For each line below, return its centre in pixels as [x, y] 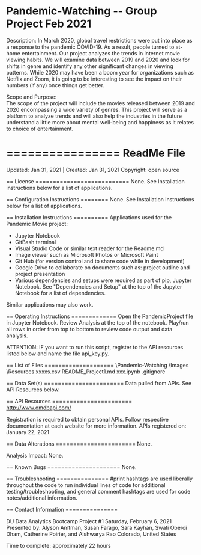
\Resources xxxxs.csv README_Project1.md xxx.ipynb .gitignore [86, 372]
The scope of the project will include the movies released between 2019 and [100, 103]
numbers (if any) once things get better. [55, 85]
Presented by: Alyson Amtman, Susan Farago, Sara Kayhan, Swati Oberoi [97, 527]
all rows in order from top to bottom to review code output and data [89, 329]
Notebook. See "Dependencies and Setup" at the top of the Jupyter [98, 286]
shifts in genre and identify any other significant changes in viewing [90, 66]
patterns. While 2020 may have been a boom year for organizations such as [100, 72]
